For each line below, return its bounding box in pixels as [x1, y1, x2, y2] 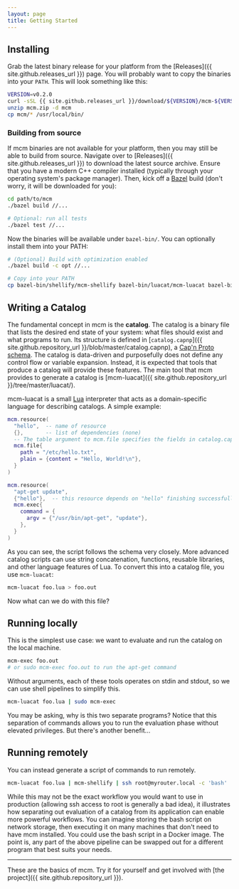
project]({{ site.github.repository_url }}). [7, 873, 123, 882]
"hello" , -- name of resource [14, 422, 107, 430]
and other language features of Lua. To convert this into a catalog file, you [7, 563, 225, 571]
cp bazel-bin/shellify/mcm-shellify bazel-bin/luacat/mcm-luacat [7, 282, 205, 289]
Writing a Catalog [7, 302, 87, 314]
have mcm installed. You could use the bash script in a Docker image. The [7, 830, 225, 839]
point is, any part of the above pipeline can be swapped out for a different [7, 837, 224, 846]
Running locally [7, 617, 78, 629]
